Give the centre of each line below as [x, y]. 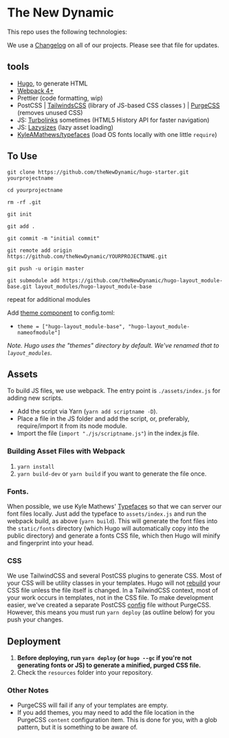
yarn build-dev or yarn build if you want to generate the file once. [112, 474]
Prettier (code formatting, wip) [60, 98]
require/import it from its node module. [72, 426]
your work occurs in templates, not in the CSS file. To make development [110, 598]
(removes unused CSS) [50, 112]
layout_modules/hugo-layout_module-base [94, 286]
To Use [22, 156]
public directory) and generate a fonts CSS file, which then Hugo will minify [114, 536]
